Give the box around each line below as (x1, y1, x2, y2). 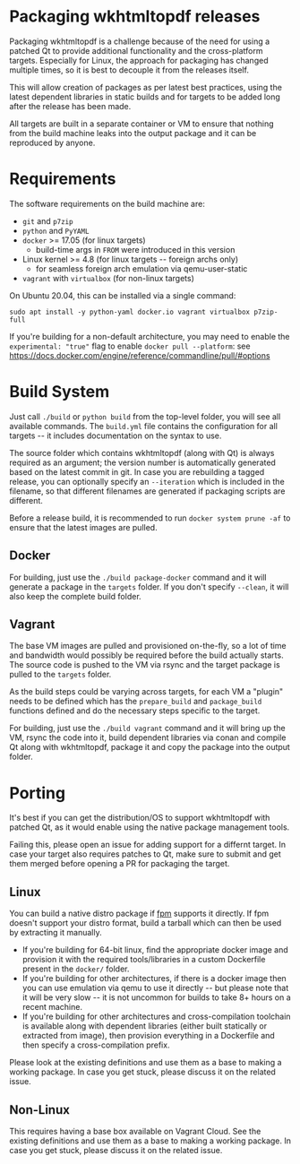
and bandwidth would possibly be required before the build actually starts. (9, 650, 284, 660)
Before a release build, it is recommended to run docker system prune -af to (9, 513, 291, 523)
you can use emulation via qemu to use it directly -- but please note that (21, 983, 289, 994)
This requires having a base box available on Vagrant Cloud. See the (9, 1126, 261, 1136)
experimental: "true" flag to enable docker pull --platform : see (9, 341, 251, 351)
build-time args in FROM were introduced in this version (35, 244, 236, 254)
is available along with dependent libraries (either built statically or (21, 1021, 267, 1031)
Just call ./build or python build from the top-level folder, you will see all (9, 410, 281, 422)
